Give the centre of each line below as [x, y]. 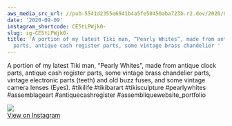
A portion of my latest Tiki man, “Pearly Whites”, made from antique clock [112, 65]
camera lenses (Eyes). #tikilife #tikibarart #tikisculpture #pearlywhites [107, 88]
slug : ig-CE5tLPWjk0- [38, 33]
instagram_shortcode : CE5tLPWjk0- [57, 26]
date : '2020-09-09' [35, 20]
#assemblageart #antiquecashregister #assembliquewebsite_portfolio [106, 95]
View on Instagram [34, 115]
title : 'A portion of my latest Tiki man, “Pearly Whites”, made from [111, 39]
